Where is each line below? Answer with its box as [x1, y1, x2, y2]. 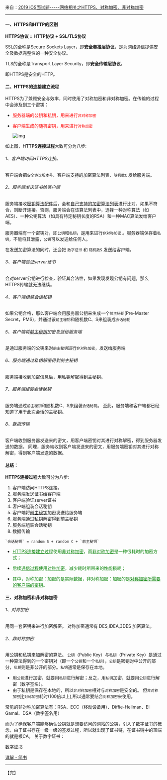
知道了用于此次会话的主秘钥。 [5, 409, 66, 415]
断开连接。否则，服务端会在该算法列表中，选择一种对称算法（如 [18, 207, 149, 213]
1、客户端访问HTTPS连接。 [5, 156, 61, 161]
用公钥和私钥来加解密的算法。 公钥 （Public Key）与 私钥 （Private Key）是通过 [5, 652, 162, 658]
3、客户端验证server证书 [5, 259, 56, 265]
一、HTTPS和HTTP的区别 [5, 21, 58, 27]
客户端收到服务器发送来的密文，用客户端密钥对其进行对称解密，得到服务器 [5, 438, 158, 444]
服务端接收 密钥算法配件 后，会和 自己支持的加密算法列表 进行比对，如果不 [5, 201, 153, 207]
